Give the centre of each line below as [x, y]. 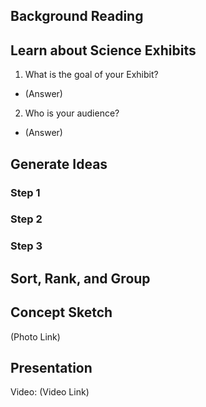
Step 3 [26, 246]
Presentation [51, 367]
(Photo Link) [35, 336]
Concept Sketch [61, 312]
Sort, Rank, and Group [80, 278]
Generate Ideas [59, 164]
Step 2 [26, 219]
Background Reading [77, 16]
